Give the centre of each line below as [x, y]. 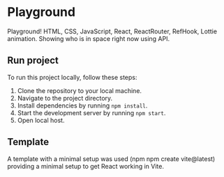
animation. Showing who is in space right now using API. [88, 38]
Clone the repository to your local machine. [79, 90]
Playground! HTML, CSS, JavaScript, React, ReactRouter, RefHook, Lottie [112, 31]
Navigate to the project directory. [65, 98]
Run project [33, 61]
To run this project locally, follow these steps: [72, 77]
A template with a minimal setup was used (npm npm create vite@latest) [111, 159]
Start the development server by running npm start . [91, 112]
